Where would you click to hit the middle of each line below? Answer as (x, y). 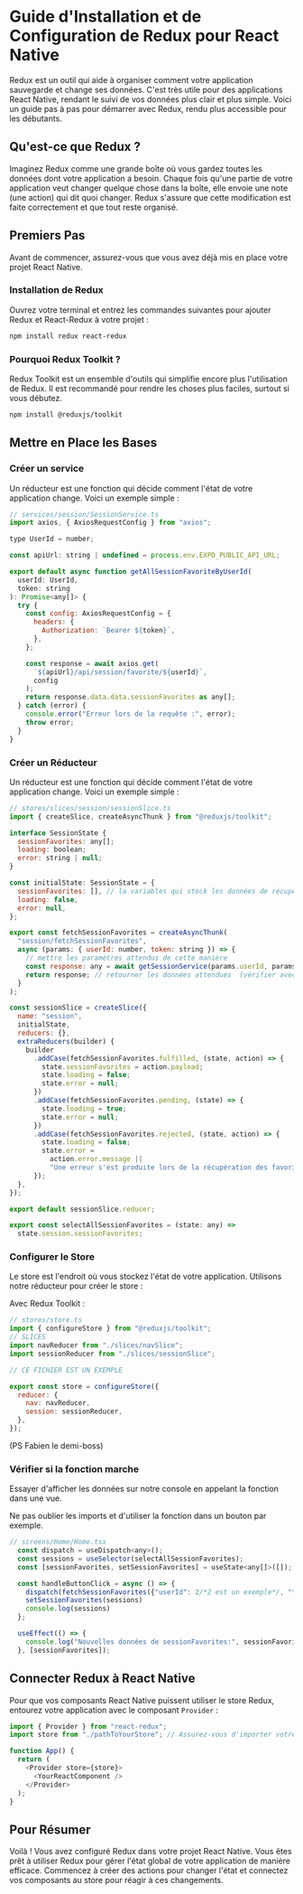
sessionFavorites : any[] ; (66, 841)
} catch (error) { (52, 706)
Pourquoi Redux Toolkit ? (65, 359)
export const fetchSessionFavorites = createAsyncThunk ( (119, 933)
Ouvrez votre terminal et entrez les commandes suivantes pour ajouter (140, 310)
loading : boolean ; (52, 850)
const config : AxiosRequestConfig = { (98, 614)
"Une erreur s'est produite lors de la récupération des (159, 1167)
